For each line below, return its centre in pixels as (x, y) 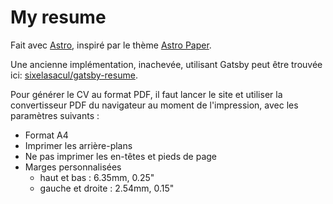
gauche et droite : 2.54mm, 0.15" (107, 188)
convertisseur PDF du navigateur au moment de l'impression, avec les (154, 105)
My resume (58, 17)
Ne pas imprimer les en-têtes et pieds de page (120, 156)
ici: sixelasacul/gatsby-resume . (74, 75)
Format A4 (46, 135)
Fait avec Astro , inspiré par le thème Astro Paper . (111, 45)
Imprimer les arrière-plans (78, 145)
